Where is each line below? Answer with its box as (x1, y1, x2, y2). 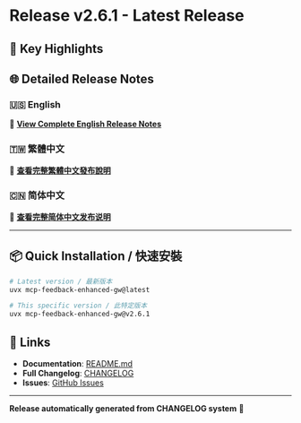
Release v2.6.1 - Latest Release (9, 5, 245, 26)
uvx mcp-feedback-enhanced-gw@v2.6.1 (9, 310, 150, 319)
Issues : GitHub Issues (21, 377, 105, 388)
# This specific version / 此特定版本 (9, 301, 148, 310)
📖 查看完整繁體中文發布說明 (9, 165, 112, 176)
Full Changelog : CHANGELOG (21, 367, 134, 378)
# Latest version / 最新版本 (9, 277, 113, 286)
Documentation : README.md (21, 358, 133, 368)
